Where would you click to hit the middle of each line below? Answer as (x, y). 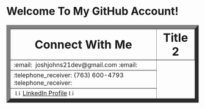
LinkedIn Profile (45, 93)
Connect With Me (83, 44)
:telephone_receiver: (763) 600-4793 (69, 75)
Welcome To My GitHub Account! (92, 11)
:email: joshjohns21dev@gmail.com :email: (76, 64)
